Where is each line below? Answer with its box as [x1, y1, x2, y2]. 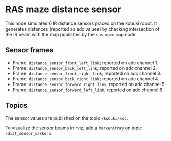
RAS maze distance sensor [5, 4, 121, 15]
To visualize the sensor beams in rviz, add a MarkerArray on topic [5, 125, 142, 131]
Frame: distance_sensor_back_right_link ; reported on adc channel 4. [12, 75, 159, 82]
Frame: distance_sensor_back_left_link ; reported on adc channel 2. [12, 65, 157, 71]
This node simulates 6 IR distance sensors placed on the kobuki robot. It [5, 20, 157, 26]
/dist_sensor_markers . [5, 130, 53, 136]
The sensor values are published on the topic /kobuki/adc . [5, 115, 128, 121]
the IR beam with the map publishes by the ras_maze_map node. [5, 31, 137, 37]
